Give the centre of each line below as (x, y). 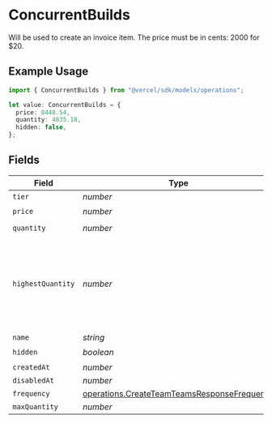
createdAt (31, 367)
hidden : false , (41, 127)
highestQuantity (44, 284)
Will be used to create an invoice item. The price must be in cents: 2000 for (134, 37)
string (93, 337)
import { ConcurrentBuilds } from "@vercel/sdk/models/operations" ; (126, 90)
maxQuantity (36, 406)
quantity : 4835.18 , (49, 120)
